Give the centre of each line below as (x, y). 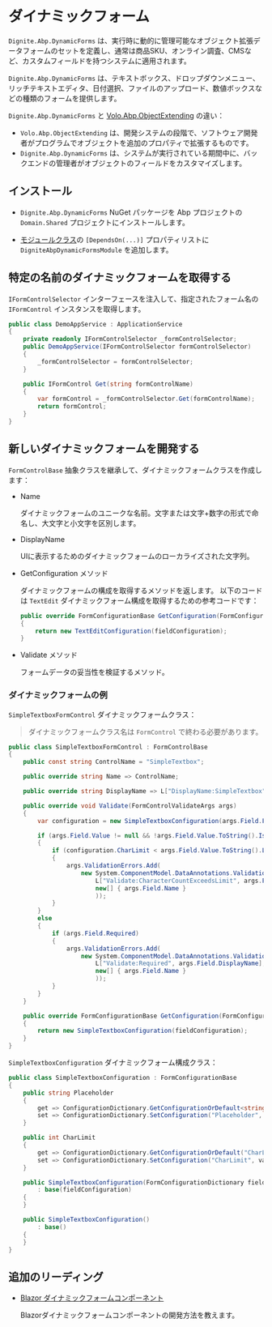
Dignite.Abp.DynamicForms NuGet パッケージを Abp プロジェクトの (131, 212)
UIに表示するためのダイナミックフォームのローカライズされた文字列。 (137, 556)
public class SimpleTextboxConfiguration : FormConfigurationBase (123, 1078)
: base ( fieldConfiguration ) (85, 1190)
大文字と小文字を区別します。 (91, 523)
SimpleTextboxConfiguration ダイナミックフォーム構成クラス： (113, 1063)
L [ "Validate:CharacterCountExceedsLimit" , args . (179, 881)
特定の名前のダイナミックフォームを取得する (120, 277)
